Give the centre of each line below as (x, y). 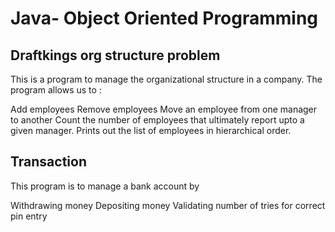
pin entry (29, 216)
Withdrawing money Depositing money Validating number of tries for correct (168, 205)
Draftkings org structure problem (115, 55)
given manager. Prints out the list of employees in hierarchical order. (151, 130)
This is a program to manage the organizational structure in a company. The (166, 79)
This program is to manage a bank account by (105, 186)
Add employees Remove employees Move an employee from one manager (164, 109)
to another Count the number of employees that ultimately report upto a (157, 120)
